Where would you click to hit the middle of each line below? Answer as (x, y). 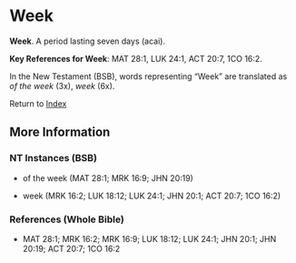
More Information (60, 132)
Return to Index (38, 103)
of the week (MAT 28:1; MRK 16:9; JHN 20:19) (108, 177)
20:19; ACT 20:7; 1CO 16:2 (71, 248)
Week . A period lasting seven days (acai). (88, 41)
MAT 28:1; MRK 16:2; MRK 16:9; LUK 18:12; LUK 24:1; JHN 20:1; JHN (149, 238)
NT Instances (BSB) (54, 158)
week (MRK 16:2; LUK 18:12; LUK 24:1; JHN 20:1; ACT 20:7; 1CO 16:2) (152, 196)
